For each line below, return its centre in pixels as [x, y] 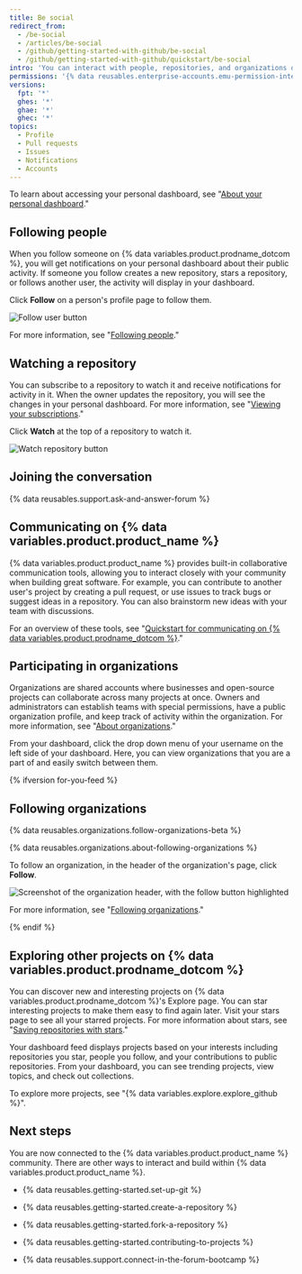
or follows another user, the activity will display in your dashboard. [132, 283]
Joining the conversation [81, 477]
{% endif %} [32, 927]
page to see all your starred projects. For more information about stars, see [148, 1021]
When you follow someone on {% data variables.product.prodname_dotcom [150, 254]
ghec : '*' [36, 118]
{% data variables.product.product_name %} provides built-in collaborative [148, 563]
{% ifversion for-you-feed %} [64, 780]
